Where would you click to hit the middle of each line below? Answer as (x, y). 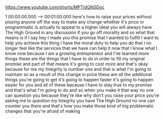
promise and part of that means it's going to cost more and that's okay (77, 64)
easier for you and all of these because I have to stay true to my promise (79, 85)
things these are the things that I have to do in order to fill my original (75, 59)
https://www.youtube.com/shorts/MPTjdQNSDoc (55, 7)
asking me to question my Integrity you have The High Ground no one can (80, 100)
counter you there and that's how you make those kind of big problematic (80, 106)
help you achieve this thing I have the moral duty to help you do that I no (78, 43)
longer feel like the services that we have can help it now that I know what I (81, 48)
